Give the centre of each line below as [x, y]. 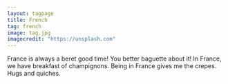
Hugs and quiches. [34, 74]
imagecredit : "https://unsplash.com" [61, 39]
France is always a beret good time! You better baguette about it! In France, [114, 59]
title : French [28, 20]
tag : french [24, 26]
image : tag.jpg [29, 33]
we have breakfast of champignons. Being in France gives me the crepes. [112, 66]
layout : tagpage [30, 13]
